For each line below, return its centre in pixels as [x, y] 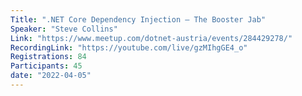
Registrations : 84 [48, 57]
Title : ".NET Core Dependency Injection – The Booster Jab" [138, 19]
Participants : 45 [46, 66]
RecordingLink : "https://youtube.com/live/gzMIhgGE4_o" [129, 47]
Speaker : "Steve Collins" [64, 29]
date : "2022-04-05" [51, 76]
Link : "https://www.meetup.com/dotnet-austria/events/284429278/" [151, 38]
